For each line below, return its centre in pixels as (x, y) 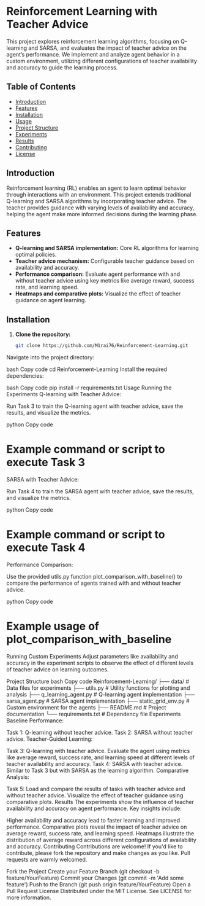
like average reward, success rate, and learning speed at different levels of (100, 757)
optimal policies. (36, 255)
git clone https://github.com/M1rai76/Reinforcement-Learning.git (102, 346)
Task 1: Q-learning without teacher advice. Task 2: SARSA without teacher (100, 732)
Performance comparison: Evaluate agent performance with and (98, 274)
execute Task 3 (46, 463)
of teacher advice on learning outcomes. (58, 669)
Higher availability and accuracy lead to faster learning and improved (93, 820)
